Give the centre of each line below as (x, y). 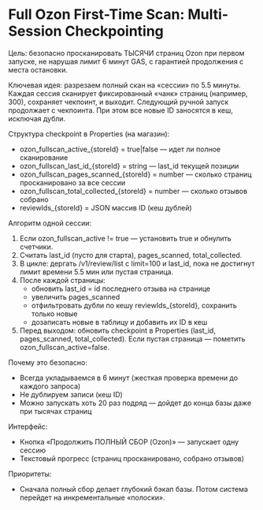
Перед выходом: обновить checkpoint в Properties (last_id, (118, 330)
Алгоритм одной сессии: (50, 223)
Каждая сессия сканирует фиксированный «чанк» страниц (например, (128, 93)
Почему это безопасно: (48, 362)
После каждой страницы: (63, 280)
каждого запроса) (50, 386)
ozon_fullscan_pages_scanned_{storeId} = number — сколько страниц (135, 174)
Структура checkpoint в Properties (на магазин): (89, 134)
